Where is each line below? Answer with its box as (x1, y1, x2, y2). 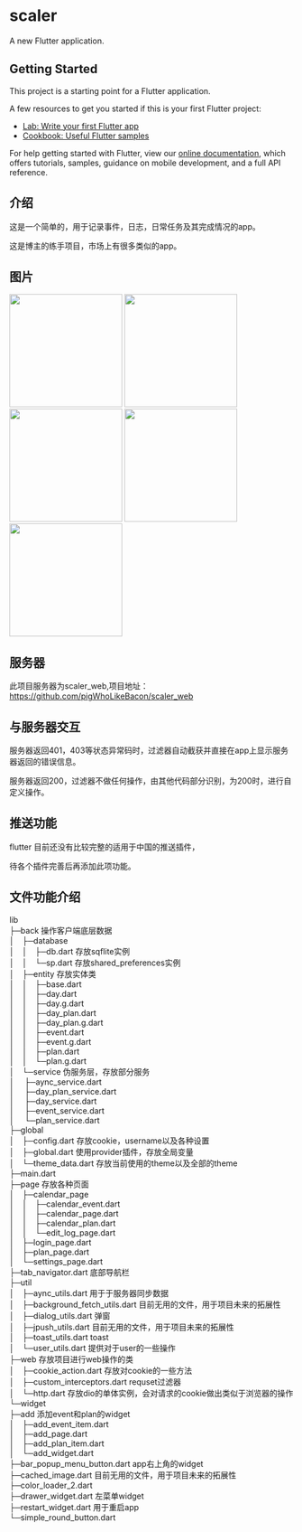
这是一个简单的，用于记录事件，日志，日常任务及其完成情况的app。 (9, 221, 261, 231)
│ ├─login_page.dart (9, 1236, 92, 1247)
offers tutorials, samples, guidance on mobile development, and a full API (9, 157, 281, 168)
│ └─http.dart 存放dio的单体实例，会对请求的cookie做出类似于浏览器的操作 (9, 1387, 294, 1398)
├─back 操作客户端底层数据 (9, 925, 113, 935)
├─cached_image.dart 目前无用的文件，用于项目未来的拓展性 (9, 1470, 237, 1480)
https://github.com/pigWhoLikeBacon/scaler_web (9, 691, 194, 701)
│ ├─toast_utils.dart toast (9, 1331, 110, 1342)
